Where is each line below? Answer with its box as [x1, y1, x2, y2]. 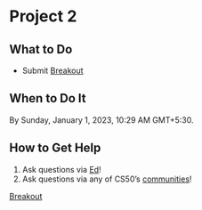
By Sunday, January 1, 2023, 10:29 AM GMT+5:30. [9, 114, 194, 125]
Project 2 [9, 6, 77, 27]
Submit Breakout [21, 65, 84, 76]
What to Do [9, 42, 73, 57]
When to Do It [9, 91, 86, 106]
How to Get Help [9, 141, 101, 156]
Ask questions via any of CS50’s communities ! [21, 174, 192, 184]
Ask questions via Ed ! [21, 164, 101, 174]
